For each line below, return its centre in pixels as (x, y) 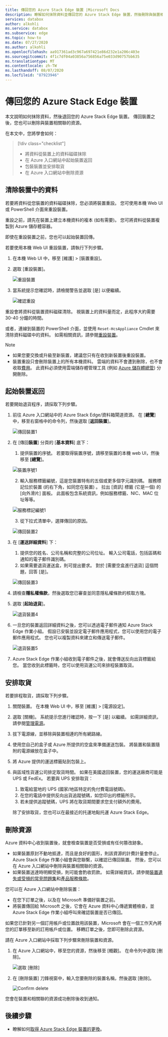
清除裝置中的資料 (31, 190)
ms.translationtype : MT (30, 61)
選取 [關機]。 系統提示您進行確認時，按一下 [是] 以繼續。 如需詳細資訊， (86, 717)
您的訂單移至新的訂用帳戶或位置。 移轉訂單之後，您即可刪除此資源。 (76, 930)
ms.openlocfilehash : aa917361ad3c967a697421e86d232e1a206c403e (72, 52)
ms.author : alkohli (25, 47)
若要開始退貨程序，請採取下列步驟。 (42, 404)
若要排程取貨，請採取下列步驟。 (38, 696)
